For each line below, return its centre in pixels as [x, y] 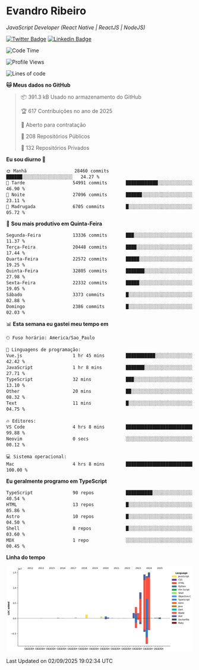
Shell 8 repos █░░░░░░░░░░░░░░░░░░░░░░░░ [99, 528]
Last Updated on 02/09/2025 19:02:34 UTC [59, 661]
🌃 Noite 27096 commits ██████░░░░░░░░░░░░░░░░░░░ [99, 194]
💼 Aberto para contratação [53, 125]
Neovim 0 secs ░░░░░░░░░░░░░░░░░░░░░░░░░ [99, 439]
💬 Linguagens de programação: [44, 350]
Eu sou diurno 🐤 [26, 159]
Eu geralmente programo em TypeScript [56, 481]
